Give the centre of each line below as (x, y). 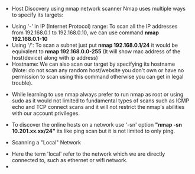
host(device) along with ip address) (55, 58)
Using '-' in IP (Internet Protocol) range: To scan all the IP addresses (95, 26)
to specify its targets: (38, 15)
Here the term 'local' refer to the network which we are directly (88, 154)
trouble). (22, 83)
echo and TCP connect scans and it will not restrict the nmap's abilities (98, 107)
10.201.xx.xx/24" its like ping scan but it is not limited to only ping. (93, 131)
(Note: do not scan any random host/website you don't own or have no (98, 70)
